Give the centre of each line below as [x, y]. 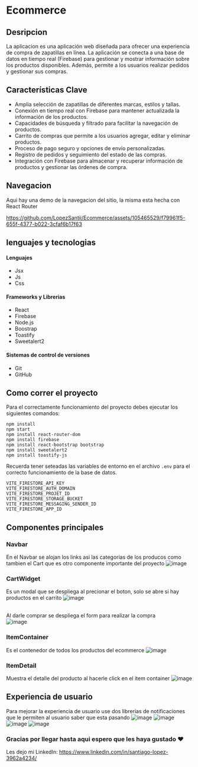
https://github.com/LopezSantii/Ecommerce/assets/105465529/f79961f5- [96, 218]
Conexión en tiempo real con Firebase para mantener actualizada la [97, 111]
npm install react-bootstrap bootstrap [55, 445]
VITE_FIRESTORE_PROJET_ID [38, 494]
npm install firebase [33, 440]
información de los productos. [51, 116]
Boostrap [26, 329]
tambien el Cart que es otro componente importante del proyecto [85, 564]
